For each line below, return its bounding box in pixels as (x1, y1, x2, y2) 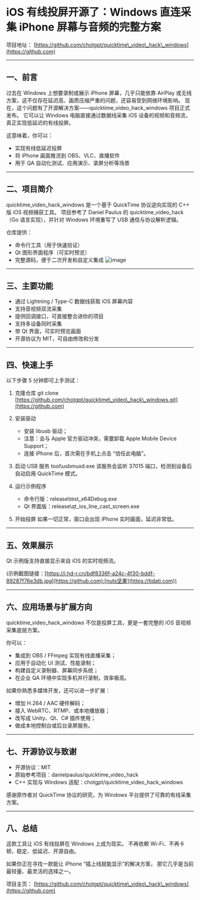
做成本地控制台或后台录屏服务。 (14, 722, 93, 729)
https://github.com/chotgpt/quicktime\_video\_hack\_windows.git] (17, 396, 178, 403)
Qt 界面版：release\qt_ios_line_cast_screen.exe (23, 503, 140, 510)
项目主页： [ (6, 880, 36, 887)
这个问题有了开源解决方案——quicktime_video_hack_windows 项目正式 (16, 104, 190, 111)
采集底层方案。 (6, 626, 43, 633)
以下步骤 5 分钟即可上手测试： (6, 377, 80, 384)
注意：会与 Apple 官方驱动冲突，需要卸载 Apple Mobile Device (23, 435, 177, 442)
